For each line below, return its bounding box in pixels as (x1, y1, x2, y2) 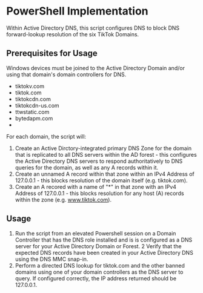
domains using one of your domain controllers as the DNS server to (15, 268, 184, 275)
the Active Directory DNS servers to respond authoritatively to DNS (15, 157, 183, 165)
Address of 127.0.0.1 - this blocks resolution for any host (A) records (15, 189, 184, 197)
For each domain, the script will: (6, 133, 87, 140)
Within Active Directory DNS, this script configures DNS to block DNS (6, 24, 180, 31)
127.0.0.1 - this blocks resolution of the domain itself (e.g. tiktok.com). (15, 177, 188, 184)
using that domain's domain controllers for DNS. (6, 71, 127, 78)
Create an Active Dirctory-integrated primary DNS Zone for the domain (15, 144, 192, 152)
